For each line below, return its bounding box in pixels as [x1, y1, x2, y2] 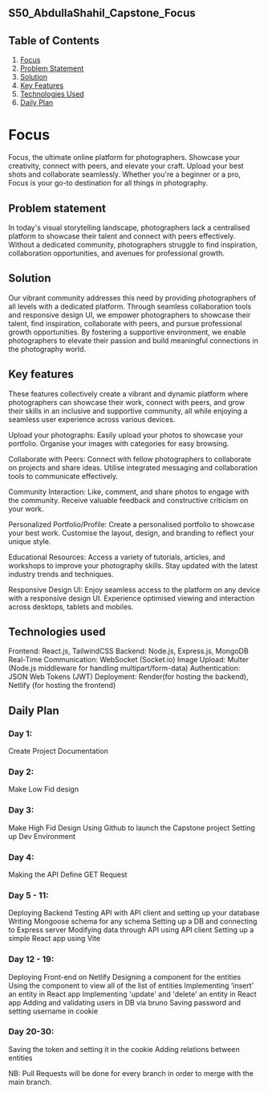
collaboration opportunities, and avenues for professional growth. [8, 248, 225, 258]
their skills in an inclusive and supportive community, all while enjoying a [8, 406, 248, 416]
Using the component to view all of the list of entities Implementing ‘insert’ [8, 980, 254, 990]
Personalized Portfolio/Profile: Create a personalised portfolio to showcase [8, 519, 255, 529]
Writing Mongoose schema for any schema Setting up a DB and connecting [8, 916, 258, 927]
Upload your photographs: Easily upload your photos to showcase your [8, 430, 243, 440]
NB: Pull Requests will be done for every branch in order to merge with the [8, 1068, 254, 1078]
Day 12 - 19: [8, 954, 55, 965]
